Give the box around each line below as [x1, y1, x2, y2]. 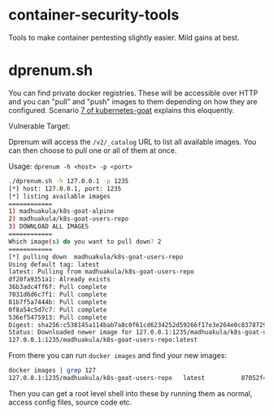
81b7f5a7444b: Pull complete [8, 298, 107, 306]
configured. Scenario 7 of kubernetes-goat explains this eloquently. [8, 105, 235, 115]
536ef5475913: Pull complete [8, 313, 107, 321]
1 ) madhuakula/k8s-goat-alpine [8, 207, 115, 216]
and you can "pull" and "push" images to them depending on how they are [8, 96, 258, 107]
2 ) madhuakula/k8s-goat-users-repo [8, 215, 129, 223]
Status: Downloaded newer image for [8, 328, 132, 337]
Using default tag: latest [8, 260, 100, 269]
